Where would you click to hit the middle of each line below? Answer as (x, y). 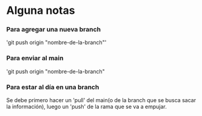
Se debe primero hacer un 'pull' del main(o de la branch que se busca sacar (101, 100)
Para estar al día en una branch (53, 87)
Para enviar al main (35, 58)
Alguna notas (41, 11)
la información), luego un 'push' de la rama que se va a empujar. (86, 107)
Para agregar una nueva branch (54, 30)
